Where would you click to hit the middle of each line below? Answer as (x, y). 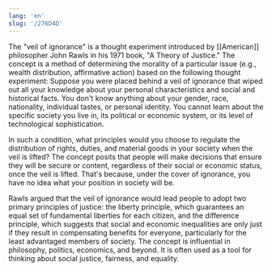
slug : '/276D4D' (36, 23)
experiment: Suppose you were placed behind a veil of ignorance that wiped (136, 81)
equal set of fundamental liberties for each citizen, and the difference (124, 215)
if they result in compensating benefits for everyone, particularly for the (127, 232)
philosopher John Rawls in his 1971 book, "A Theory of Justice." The (122, 55)
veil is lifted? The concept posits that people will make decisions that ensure (135, 157)
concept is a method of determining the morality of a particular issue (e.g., (132, 64)
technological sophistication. (56, 124)
